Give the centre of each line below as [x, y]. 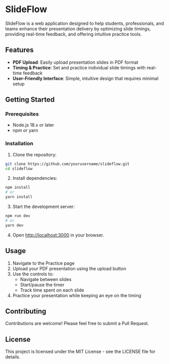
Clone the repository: [35, 154]
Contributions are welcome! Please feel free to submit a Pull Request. [77, 323]
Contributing [26, 311]
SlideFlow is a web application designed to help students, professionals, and [84, 23]
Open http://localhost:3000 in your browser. [58, 235]
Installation [19, 144]
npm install [18, 188]
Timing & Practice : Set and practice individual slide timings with [79, 67]
